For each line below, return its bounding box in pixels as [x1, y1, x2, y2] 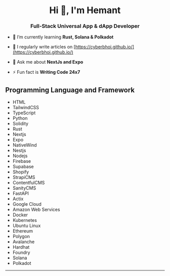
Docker [12, 212, 28, 218]
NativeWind [12, 142, 37, 148]
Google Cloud [12, 201, 41, 207]
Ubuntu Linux [12, 222, 41, 229]
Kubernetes [12, 217, 37, 223]
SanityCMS [12, 185, 36, 191]
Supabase [12, 164, 34, 170]
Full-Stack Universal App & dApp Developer [30, 23, 140, 30]
